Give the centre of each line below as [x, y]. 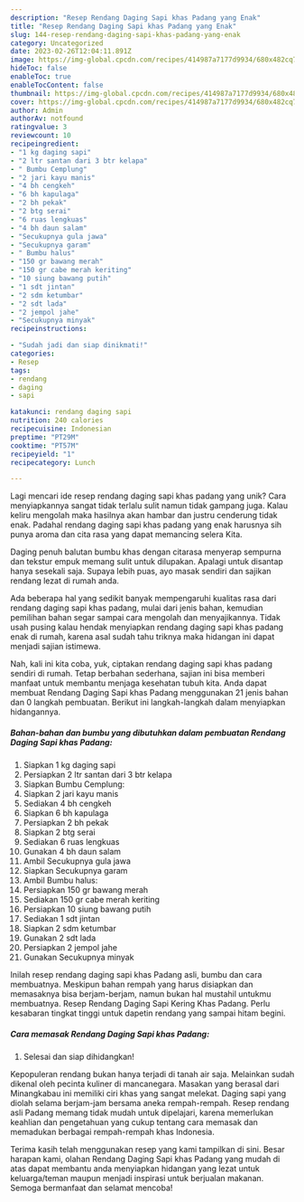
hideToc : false [39, 69]
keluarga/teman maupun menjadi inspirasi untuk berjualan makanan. [137, 1178]
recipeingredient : [45, 144]
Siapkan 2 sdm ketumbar [69, 929]
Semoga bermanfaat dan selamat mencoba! [92, 1188]
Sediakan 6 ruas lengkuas [71, 842]
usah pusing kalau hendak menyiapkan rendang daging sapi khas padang [147, 627]
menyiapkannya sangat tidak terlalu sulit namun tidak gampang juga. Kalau [149, 506]
